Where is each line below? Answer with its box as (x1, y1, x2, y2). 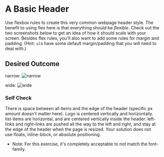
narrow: (5, 72, 21, 79)
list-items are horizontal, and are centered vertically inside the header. (5, 116, 146, 122)
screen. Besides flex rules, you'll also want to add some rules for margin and (5, 35, 159, 41)
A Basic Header (5, 3, 70, 15)
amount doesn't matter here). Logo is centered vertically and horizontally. (5, 111, 153, 117)
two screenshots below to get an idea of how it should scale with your (5, 30, 146, 36)
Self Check (5, 94, 32, 101)
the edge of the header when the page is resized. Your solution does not (5, 126, 151, 133)
